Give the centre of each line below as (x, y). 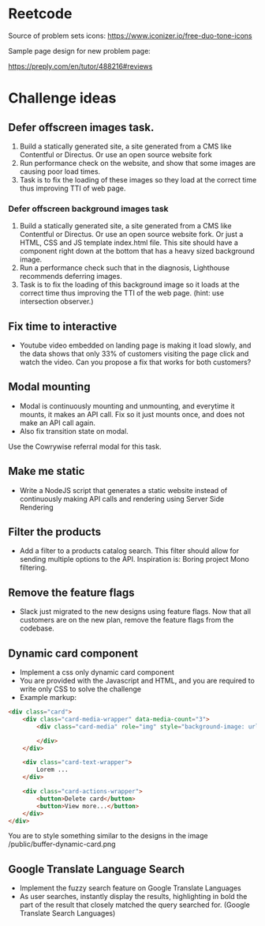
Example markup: (48, 698)
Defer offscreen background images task (88, 209)
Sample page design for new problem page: (80, 51)
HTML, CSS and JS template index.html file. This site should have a (129, 243)
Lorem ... (52, 770)
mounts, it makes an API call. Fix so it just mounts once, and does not (132, 414)
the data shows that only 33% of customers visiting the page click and (134, 354)
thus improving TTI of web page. (73, 188)
